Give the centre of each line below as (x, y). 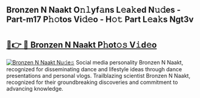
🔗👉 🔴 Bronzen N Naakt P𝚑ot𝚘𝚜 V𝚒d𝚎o (82, 45)
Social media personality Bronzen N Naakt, (130, 62)
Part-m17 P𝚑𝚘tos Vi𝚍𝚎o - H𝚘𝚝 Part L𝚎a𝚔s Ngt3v (100, 20)
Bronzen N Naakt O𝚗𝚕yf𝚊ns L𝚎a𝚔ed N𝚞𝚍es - (94, 10)
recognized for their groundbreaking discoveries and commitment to (92, 82)
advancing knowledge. (35, 89)
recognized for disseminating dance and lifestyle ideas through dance (94, 69)
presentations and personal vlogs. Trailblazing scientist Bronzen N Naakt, (98, 76)
